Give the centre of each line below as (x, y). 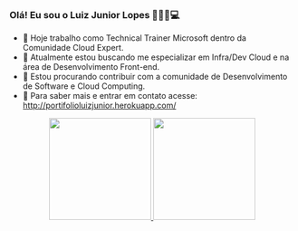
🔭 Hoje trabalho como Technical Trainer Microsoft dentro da (135, 38)
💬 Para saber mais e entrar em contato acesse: (110, 96)
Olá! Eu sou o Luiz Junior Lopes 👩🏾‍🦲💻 (95, 14)
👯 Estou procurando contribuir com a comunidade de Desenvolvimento (155, 77)
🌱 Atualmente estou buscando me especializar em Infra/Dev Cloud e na (156, 57)
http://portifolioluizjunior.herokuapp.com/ (99, 106)
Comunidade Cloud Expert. (73, 48)
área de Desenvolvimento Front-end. (91, 67)
